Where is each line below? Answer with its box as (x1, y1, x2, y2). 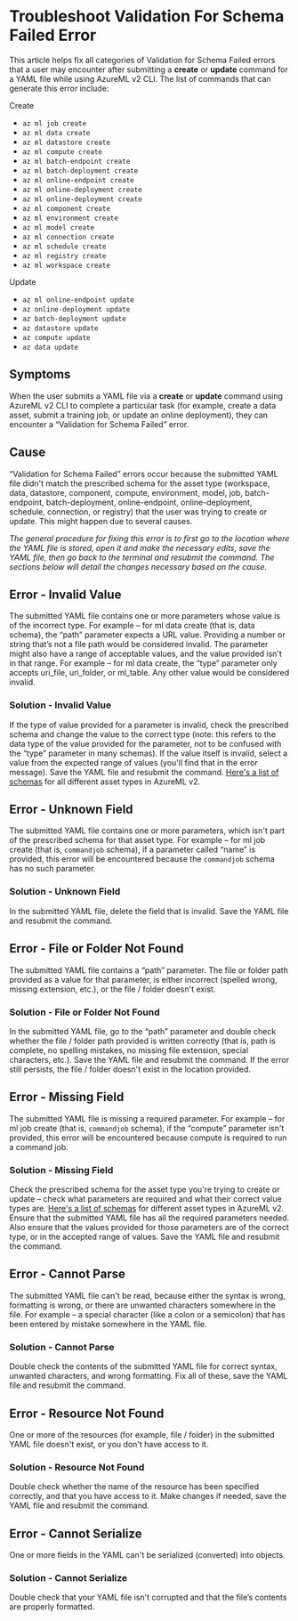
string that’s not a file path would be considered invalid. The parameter (9, 639, 269, 650)
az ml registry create (21, 251, 107, 260)
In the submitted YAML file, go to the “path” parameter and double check (9, 1025, 277, 1036)
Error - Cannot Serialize (9, 1526, 142, 1541)
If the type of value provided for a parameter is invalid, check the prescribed (9, 719, 289, 730)
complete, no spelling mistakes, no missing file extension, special (9, 1044, 249, 1056)
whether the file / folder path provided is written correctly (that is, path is (9, 1035, 276, 1046)
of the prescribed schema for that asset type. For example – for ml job (9, 835, 266, 846)
